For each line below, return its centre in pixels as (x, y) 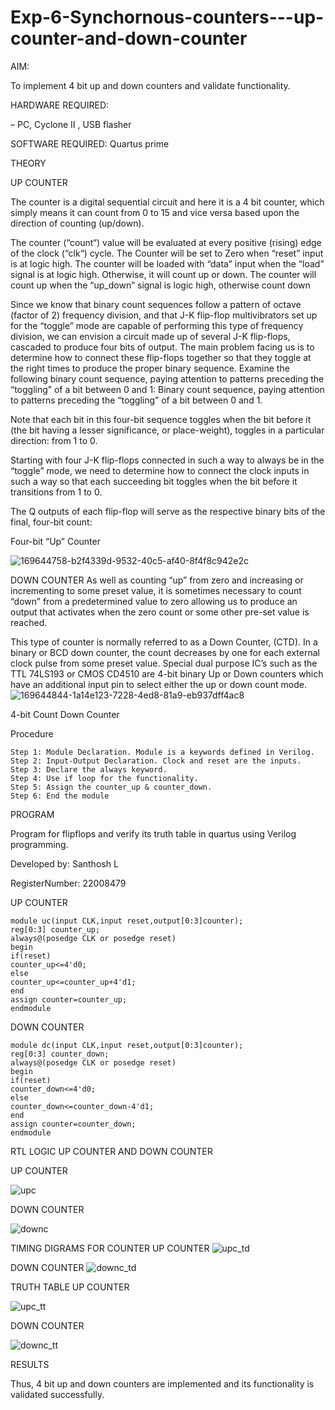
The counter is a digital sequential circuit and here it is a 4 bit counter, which (167, 202)
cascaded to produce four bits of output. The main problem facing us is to (162, 347)
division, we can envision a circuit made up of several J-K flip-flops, (150, 336)
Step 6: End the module (60, 796)
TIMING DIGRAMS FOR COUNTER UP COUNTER (110, 1248)
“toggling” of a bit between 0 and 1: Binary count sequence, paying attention (167, 389)
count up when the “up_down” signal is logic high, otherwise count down (160, 285)
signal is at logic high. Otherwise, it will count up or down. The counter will (163, 274)
